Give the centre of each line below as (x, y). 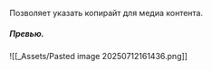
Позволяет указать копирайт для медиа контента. (106, 13)
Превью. (27, 33)
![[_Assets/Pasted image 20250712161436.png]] (99, 56)
